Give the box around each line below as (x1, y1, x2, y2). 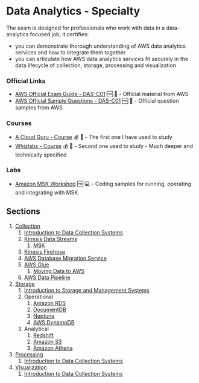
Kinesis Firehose (24, 248, 66, 255)
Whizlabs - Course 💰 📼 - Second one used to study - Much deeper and (14, 142, 193, 149)
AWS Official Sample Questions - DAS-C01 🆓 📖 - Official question (14, 97, 179, 105)
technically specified (14, 151, 67, 158)
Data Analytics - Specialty (6, 4, 141, 18)
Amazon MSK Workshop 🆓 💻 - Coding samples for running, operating (14, 180, 192, 187)
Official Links (6, 77, 46, 85)
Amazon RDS (33, 299, 66, 306)
